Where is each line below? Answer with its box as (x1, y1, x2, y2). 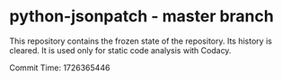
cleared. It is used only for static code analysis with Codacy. (9, 44, 232, 55)
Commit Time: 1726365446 (9, 62, 110, 73)
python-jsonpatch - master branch (9, 6, 274, 27)
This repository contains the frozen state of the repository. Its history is (9, 36, 272, 46)
